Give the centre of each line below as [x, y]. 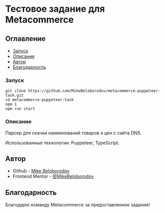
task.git [15, 96]
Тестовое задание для [55, 9]
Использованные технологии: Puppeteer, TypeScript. [62, 143]
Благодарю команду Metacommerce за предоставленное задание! [78, 205]
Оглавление [25, 39]
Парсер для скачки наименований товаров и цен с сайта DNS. [73, 133]
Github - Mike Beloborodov [41, 171]
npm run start [20, 109]
